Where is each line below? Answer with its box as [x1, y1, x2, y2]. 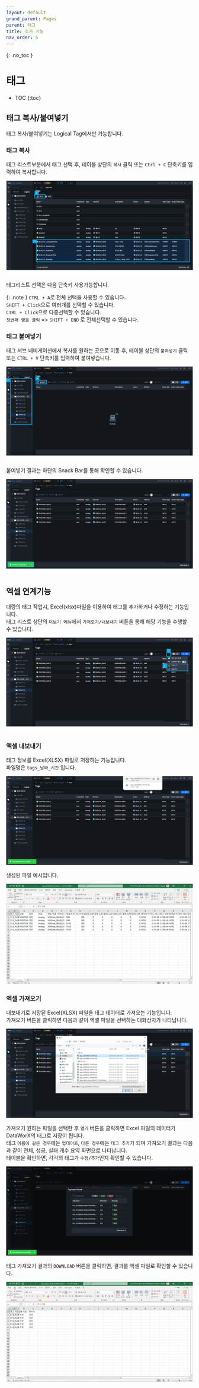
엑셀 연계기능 [6, 586, 52, 597]
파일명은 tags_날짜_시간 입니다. [6, 764, 76, 771]
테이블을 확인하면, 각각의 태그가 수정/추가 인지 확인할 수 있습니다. [6, 1154, 153, 1162]
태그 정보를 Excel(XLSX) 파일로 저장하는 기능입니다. [6, 756, 127, 764]
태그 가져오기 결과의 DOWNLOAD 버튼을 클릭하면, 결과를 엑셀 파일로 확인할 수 [6, 1262, 178, 1269]
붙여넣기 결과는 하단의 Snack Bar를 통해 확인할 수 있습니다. [6, 467, 143, 474]
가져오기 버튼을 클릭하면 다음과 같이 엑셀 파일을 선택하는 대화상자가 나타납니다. [6, 1017, 188, 1024]
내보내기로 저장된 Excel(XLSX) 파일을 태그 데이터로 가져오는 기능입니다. [6, 1009, 172, 1016]
